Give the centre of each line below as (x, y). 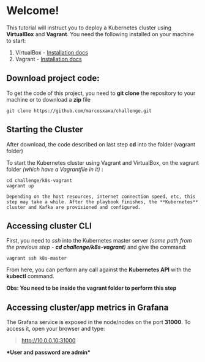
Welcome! (33, 11)
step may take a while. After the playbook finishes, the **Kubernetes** (102, 202)
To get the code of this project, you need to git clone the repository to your (101, 93)
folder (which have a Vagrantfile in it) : (55, 169)
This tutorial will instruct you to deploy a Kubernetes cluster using (89, 28)
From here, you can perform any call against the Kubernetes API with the (99, 270)
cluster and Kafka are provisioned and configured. (73, 207)
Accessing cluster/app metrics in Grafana (88, 307)
